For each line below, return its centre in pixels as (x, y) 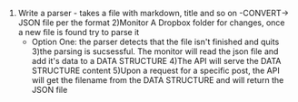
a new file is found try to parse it (79, 32)
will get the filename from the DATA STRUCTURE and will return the (158, 80)
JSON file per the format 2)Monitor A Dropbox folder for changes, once (151, 23)
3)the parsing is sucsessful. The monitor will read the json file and (155, 51)
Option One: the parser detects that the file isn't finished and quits (155, 42)
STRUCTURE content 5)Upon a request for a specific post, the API (155, 70)
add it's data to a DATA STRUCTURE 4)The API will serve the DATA (156, 61)
